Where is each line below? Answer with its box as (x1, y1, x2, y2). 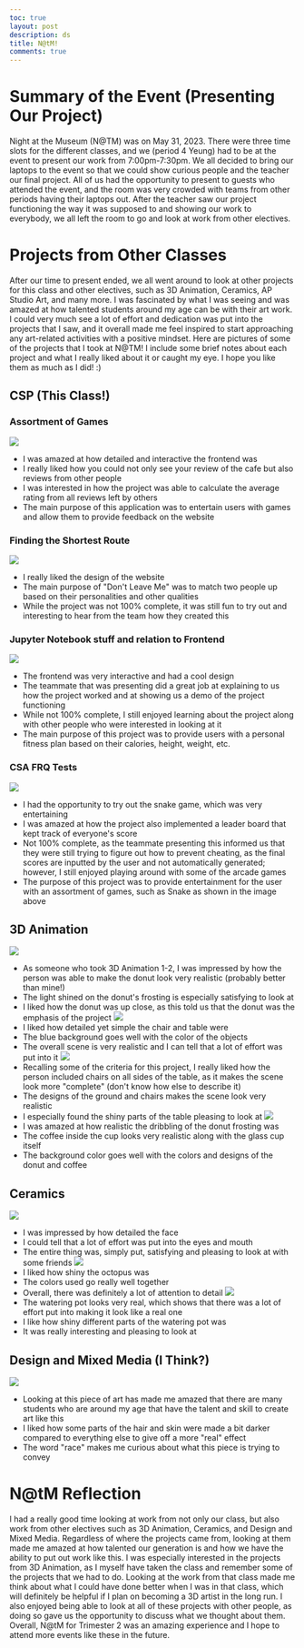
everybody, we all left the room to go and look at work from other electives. (9, 213, 291, 224)
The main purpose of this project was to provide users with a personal (22, 729, 286, 739)
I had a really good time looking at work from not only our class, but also (9, 1513, 279, 1524)
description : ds (9, 30, 71, 39)
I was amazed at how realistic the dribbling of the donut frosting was (22, 1120, 279, 1132)
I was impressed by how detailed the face (22, 1227, 179, 1238)
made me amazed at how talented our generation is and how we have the (9, 1542, 284, 1553)
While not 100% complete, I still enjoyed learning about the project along (22, 709, 294, 720)
